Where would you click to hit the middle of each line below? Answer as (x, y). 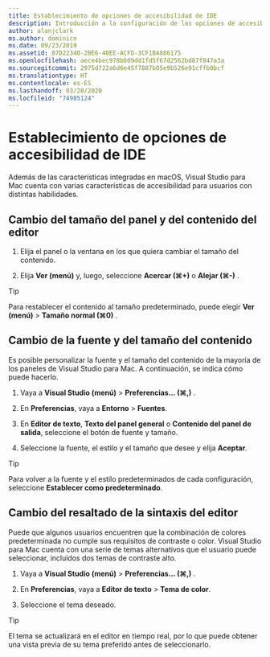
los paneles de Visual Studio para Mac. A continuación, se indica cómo (126, 368)
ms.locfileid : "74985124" (51, 98)
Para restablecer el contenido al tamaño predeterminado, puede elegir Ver (131, 307)
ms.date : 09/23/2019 (43, 46)
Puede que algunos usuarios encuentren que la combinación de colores (127, 532)
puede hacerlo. (33, 377)
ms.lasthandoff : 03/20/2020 (55, 90)
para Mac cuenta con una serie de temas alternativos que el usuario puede (133, 549)
